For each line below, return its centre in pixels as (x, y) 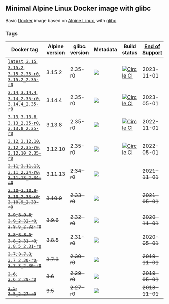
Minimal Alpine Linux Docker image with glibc (78, 8)
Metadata (105, 50)
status (130, 53)
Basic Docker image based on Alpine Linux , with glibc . (61, 20)
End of (152, 46)
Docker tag (24, 50)
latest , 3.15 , (23, 61)
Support (152, 53)
